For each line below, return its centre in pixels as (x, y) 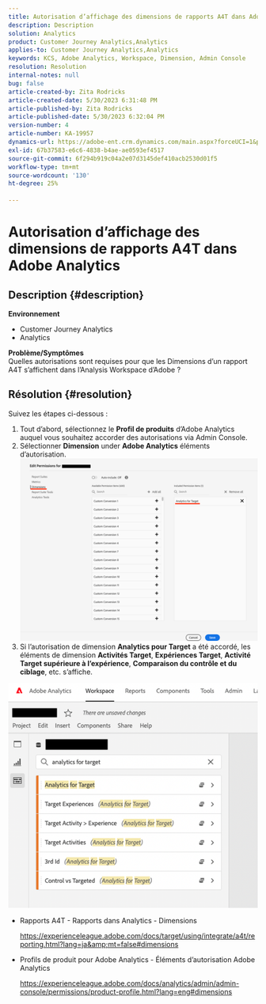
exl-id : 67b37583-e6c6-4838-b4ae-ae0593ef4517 (86, 150)
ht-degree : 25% (33, 184)
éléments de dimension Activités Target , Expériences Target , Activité (135, 655)
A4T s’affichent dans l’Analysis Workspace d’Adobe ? (95, 369)
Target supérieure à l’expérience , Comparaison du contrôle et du (128, 664)
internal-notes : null (44, 75)
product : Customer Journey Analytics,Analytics (88, 42)
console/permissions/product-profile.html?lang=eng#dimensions (126, 992)
